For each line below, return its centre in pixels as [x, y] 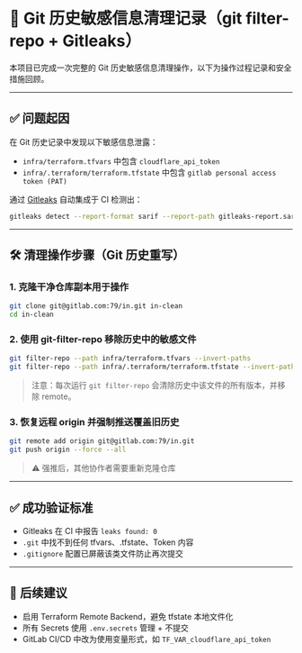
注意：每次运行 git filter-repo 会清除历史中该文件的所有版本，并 [155, 385]
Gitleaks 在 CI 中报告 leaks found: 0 [89, 531]
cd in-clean [31, 315]
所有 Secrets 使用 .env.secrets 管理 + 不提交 [105, 628]
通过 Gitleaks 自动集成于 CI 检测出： [76, 199]
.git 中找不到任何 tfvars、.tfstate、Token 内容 [108, 542]
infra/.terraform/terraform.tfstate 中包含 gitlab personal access [149, 172]
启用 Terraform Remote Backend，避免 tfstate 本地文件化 [128, 616]
